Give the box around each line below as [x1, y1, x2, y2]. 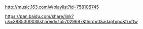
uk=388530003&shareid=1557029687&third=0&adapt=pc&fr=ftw [5, 19, 138, 24]
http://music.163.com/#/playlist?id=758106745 [5, 4, 99, 10]
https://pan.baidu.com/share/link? [5, 14, 74, 19]
